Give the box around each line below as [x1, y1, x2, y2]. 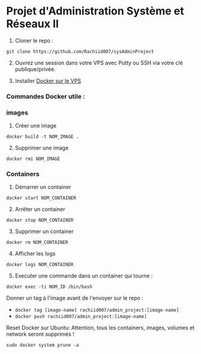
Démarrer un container [14, 184, 71, 191]
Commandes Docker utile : [6, 92, 85, 101]
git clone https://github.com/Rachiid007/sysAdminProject [6, 48, 154, 55]
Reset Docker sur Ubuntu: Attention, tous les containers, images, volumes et [6, 324, 195, 332]
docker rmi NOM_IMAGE [6, 156, 61, 162]
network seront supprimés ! [6, 331, 75, 338]
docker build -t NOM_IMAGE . [6, 134, 79, 140]
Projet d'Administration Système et [6, 4, 184, 18]
